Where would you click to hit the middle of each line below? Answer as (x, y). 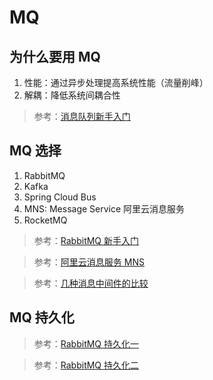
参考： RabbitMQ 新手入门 (86, 240)
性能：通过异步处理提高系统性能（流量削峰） (116, 82)
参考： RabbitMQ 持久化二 (86, 365)
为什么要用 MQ (55, 56)
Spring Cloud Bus (60, 197)
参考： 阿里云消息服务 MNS (89, 262)
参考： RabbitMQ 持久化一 (86, 343)
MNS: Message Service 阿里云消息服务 (104, 208)
